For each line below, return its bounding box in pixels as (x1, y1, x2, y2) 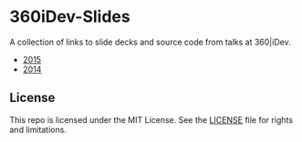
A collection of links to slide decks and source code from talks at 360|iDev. (9, 36, 291, 47)
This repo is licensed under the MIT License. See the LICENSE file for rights (9, 114, 294, 125)
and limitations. (9, 124, 67, 135)
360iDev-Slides (9, 6, 130, 27)
